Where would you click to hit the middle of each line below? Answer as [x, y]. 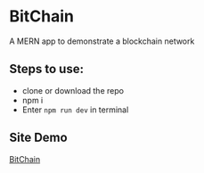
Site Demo [39, 138]
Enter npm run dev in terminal [75, 110]
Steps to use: [47, 69]
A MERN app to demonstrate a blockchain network [102, 41]
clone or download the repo [73, 90]
